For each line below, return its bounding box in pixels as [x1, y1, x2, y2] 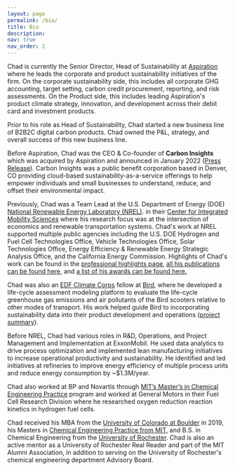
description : [7, 29, 46, 37]
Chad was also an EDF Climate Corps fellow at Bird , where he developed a [7, 281, 222, 288]
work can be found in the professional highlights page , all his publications [7, 260, 220, 267]
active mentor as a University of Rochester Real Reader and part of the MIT [7, 441, 224, 449]
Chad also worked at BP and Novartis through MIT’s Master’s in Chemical [7, 383, 219, 390]
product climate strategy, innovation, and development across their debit [7, 100, 217, 107]
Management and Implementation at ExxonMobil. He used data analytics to [7, 339, 224, 347]
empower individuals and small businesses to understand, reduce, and [7, 179, 212, 187]
